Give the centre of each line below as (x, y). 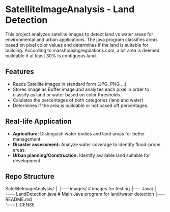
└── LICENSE (20, 205)
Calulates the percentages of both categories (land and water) (78, 100)
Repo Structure (30, 176)
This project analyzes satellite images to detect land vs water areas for (79, 34)
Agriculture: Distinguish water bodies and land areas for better (79, 133)
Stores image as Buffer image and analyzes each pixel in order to (81, 89)
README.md (19, 199)
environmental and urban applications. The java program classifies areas (81, 40)
